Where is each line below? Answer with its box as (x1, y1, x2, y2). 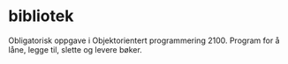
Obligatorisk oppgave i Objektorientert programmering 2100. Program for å (8, 35, 280, 46)
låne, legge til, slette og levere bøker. (8, 44, 142, 54)
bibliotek (8, 6, 74, 26)
